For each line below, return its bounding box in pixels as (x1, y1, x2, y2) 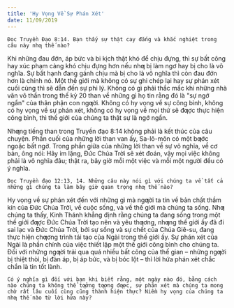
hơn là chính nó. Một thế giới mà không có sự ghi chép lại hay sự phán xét (7, 76, 219, 84)
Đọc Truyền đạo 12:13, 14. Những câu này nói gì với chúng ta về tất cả (7, 177, 224, 185)
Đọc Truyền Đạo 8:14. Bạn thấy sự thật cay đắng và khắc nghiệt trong (7, 36, 217, 43)
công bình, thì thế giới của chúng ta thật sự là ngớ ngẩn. (7, 113, 168, 122)
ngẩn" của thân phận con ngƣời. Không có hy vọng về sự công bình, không (7, 98, 224, 107)
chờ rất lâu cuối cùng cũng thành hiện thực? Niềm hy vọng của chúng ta (7, 288, 224, 295)
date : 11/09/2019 (7, 17, 58, 24)
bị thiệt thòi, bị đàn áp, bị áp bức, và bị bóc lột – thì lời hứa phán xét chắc (7, 255, 216, 263)
